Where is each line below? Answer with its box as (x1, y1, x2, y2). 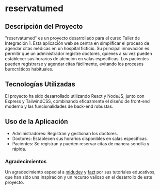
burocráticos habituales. (5, 66, 53, 72)
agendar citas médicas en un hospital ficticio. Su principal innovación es (5, 46, 149, 51)
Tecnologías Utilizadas (5, 80, 76, 88)
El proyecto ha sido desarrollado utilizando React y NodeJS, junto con (5, 93, 144, 99)
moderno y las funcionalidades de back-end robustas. (5, 103, 113, 109)
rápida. (12, 146, 27, 152)
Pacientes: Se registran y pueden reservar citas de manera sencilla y (12, 140, 150, 146)
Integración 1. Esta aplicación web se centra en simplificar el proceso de (5, 40, 149, 46)
